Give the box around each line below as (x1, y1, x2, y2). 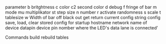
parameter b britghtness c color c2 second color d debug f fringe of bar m (5, 4, 157, 10)
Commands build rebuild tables (5, 34, 69, 40)
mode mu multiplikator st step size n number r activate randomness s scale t (5, 9, 161, 15)
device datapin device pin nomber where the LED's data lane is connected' (5, 25, 159, 31)
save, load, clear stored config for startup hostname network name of (5, 20, 147, 25)
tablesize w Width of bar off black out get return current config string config (5, 15, 161, 20)
